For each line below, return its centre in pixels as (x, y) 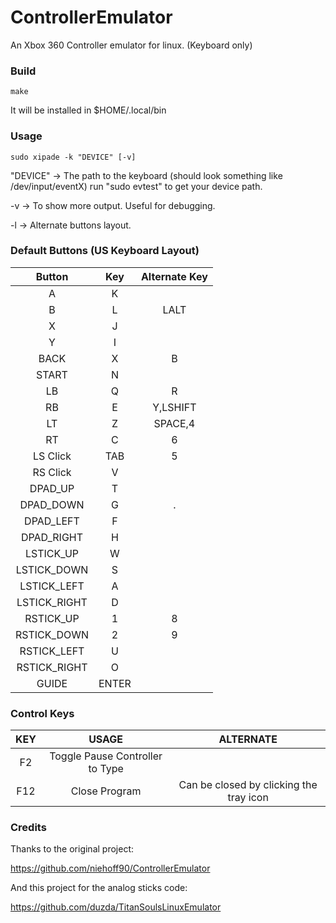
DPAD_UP (52, 488)
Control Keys (42, 713)
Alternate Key (174, 276)
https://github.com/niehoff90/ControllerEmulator (110, 868)
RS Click (52, 472)
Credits (28, 828)
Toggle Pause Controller (106, 756)
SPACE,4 (174, 423)
